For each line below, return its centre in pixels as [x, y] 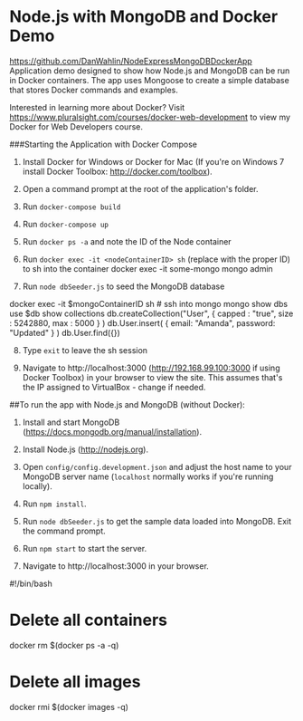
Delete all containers [89, 620]
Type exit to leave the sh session [85, 350]
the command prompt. [64, 531]
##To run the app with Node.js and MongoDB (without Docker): [128, 404]
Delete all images [75, 682]
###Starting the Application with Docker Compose [103, 144]
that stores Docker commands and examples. [94, 90]
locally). [37, 485]
